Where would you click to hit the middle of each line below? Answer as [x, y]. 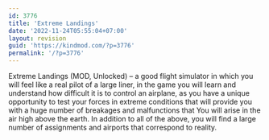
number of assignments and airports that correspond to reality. [113, 127]
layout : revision [37, 38]
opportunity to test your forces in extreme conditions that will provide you [130, 102]
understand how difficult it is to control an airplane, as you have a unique [129, 93]
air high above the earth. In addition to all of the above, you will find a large [132, 119]
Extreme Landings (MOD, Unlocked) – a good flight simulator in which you [131, 76]
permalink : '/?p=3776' [46, 53]
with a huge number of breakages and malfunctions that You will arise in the [134, 110]
